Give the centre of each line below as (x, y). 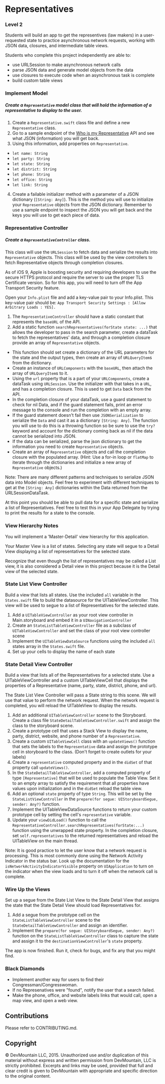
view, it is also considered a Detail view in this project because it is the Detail (82, 566)
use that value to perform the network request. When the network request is (82, 700)
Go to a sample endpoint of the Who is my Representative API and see (83, 133)
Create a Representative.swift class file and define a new (71, 123)
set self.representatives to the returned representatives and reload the (85, 836)
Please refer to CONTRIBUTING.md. (41, 1028)
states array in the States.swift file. (49, 646)
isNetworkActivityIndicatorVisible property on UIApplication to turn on (79, 866)
